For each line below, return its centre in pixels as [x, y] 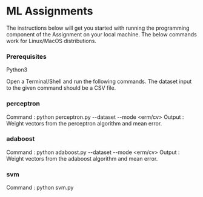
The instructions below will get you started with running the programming [98, 28]
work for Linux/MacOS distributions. [52, 41]
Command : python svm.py [40, 188]
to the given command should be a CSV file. [61, 88]
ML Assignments [50, 11]
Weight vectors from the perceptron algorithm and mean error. [84, 123]
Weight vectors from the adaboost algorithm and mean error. [82, 158]
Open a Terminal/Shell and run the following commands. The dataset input [99, 82]
